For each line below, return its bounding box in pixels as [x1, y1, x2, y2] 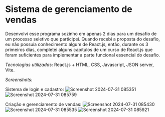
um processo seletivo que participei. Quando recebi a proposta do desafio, [5, 36, 160, 42]
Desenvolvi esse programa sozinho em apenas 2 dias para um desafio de [5, 30, 157, 36]
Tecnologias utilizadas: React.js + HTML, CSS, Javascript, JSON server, [5, 61, 154, 67]
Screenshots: [5, 76, 33, 82]
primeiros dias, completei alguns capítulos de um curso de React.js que [5, 46, 153, 52]
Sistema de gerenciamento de [5, 3, 132, 15]
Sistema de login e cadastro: [5, 86, 64, 92]
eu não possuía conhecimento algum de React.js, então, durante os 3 [5, 41, 148, 47]
